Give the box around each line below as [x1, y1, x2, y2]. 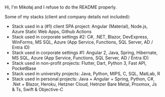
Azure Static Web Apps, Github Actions [11, 29, 92, 34]
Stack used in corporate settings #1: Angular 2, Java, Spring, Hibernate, [11, 49, 158, 55]
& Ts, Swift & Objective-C [11, 87, 64, 92]
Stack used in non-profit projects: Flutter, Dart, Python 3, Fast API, [11, 60, 147, 66]
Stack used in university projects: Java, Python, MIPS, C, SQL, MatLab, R [11, 71, 160, 76]
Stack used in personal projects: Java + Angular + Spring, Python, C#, [11, 76, 155, 82]
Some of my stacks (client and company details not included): [4, 14, 130, 19]
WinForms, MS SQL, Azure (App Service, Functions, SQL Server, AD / [11, 39, 153, 45]
